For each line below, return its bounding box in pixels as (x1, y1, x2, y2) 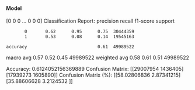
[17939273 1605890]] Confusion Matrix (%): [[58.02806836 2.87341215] (6, 71, 181, 78)
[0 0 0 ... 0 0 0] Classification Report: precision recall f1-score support (6, 17, 175, 24)
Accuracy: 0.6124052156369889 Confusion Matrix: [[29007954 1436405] (6, 66, 184, 73)
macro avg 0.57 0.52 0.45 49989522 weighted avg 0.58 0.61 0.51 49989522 (6, 54, 190, 61)
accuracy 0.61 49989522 (6, 44, 134, 50)
